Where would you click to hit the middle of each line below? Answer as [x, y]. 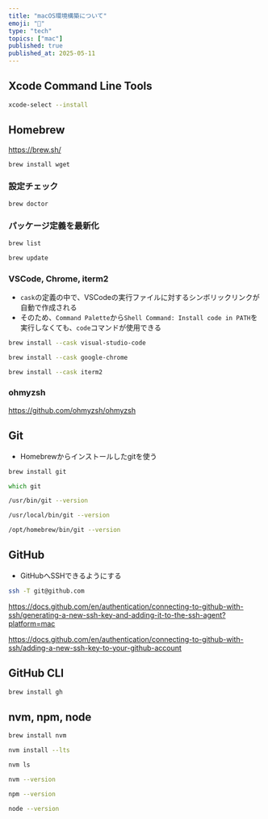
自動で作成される [48, 307]
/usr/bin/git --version [48, 501]
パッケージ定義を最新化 [54, 226]
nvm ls [19, 765]
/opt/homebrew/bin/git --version [65, 530]
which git [25, 486]
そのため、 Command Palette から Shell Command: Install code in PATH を [139, 317]
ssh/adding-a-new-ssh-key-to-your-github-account [95, 648]
